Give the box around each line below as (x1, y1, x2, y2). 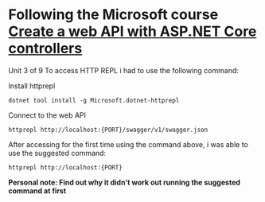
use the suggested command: (8, 148, 106, 157)
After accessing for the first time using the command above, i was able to (8, 139, 248, 149)
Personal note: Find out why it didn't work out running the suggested (8, 177, 241, 187)
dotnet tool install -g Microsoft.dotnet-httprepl (8, 96, 180, 104)
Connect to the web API (8, 110, 86, 120)
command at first (8, 185, 67, 196)
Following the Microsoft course (8, 6, 219, 24)
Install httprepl (8, 81, 56, 91)
